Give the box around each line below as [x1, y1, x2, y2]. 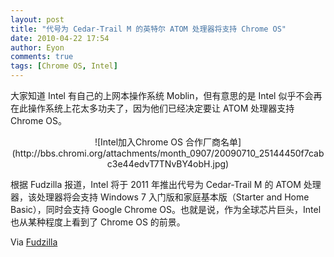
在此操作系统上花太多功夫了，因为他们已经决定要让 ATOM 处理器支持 [10, 102, 295, 114]
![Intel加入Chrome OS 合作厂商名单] [94, 136, 242, 148]
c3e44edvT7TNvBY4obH [106, 158, 211, 170]
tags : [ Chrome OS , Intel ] [10, 61, 118, 71]
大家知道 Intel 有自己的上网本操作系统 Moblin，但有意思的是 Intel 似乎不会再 [10, 90, 323, 101]
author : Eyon [10, 42, 65, 53]
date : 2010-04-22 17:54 [10, 33, 110, 43]
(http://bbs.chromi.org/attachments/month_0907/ [11, 147, 215, 159]
